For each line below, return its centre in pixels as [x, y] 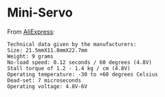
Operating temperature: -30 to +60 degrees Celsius [82, 74]
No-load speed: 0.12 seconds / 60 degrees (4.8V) [80, 62]
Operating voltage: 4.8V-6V [47, 86]
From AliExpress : [31, 32]
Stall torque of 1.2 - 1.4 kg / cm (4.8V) [69, 68]
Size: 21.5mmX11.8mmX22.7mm [47, 50]
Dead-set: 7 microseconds [44, 80]
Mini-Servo [40, 13]
